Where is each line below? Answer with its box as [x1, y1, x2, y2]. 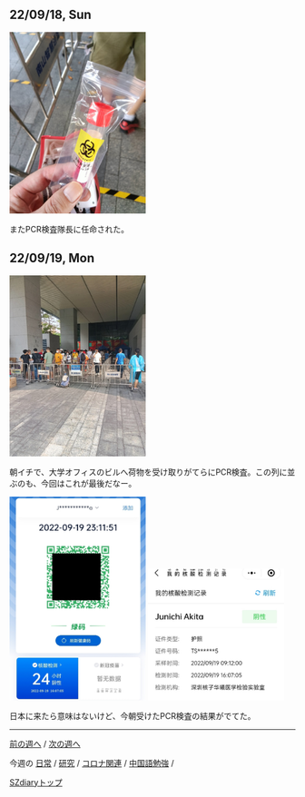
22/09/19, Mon [9, 251, 95, 266]
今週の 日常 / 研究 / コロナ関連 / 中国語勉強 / [9, 757, 174, 768]
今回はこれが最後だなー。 [40, 478, 137, 489]
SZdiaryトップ [9, 776, 63, 788]
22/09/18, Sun [9, 7, 93, 23]
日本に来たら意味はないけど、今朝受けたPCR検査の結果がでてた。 [9, 710, 256, 721]
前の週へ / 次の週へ [9, 738, 81, 749]
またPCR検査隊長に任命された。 [9, 223, 130, 234]
